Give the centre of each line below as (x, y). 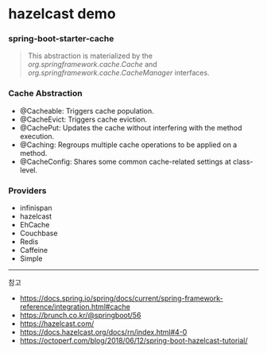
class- (243, 161)
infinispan (36, 208)
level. (29, 170)
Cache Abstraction (45, 94)
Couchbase (39, 233)
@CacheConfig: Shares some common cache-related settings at (126, 161)
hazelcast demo (62, 14)
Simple (31, 258)
